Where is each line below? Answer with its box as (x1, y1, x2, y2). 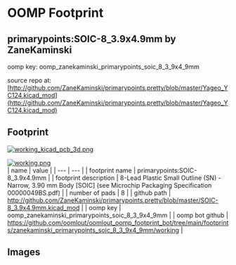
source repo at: (7, 76, 51, 84)
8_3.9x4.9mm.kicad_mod (7, 203, 80, 212)
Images (7, 246, 41, 258)
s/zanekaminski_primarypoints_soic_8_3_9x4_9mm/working (7, 226, 180, 234)
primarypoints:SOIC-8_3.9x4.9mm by (7, 33, 176, 45)
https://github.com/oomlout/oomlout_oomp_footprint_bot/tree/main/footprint (7, 218, 229, 226)
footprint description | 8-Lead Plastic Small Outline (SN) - (55, 174, 221, 182)
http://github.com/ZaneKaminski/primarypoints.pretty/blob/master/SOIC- (7, 195, 219, 205)
